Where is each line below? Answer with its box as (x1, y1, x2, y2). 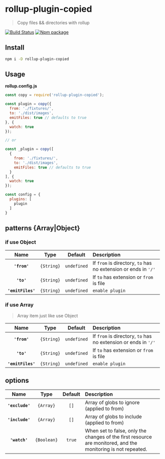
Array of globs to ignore (85, 399, 140, 406)
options (5, 376, 29, 384)
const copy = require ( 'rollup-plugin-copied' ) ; (5, 92, 105, 98)
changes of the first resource (85, 433, 152, 440)
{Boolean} (35, 437, 58, 443)
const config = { (5, 192, 41, 197)
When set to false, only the (85, 428, 146, 434)
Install (5, 43, 25, 52)
